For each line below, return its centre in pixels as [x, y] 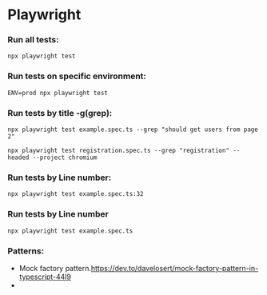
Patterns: [26, 251]
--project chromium [65, 157]
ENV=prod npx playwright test [58, 93]
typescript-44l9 [45, 277]
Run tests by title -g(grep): [60, 113]
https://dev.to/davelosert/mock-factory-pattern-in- [175, 268]
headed [18, 157]
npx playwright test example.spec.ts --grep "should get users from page [133, 130]
